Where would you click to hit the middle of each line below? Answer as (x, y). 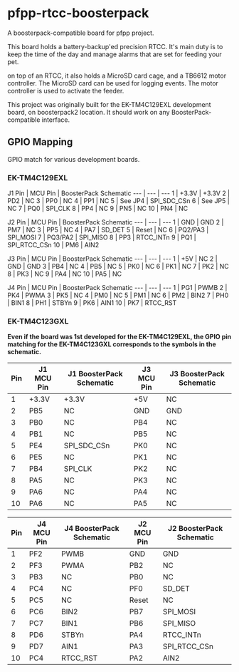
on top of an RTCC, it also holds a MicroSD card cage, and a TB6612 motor (117, 76)
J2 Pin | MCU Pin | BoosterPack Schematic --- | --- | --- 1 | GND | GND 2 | (116, 222)
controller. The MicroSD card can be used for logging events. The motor (113, 83)
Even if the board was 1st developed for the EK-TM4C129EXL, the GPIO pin (119, 337)
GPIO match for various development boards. (74, 159)
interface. (56, 120)
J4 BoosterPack (92, 529)
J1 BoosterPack (95, 374)
